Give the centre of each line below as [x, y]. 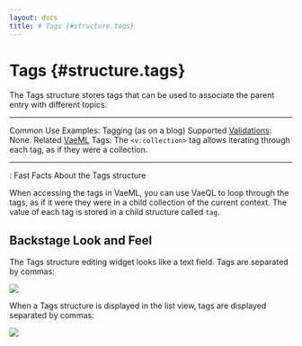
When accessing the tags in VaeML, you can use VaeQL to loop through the [149, 193]
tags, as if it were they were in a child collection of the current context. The [148, 202]
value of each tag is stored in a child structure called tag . [115, 212]
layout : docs [34, 18]
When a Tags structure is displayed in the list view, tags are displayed [138, 306]
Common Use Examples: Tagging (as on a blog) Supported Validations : [141, 130]
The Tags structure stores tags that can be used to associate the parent [142, 95]
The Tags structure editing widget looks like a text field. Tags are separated [149, 262]
